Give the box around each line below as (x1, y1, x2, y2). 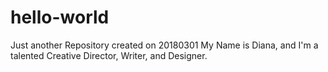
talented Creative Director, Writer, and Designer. (10, 49, 208, 61)
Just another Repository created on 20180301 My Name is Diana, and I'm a (10, 39, 319, 51)
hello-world (10, 6, 110, 29)
